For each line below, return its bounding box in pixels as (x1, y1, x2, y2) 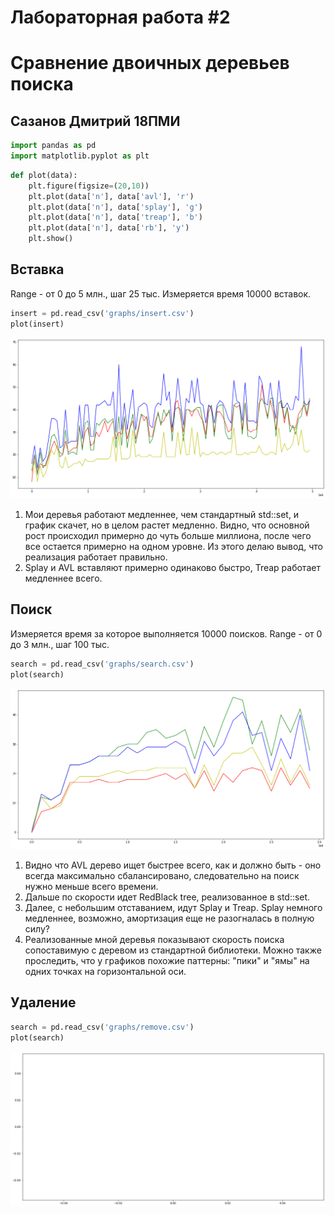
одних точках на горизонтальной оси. (24, 966, 187, 977)
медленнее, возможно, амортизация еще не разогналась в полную (24, 912, 315, 924)
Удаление (10, 994, 77, 1011)
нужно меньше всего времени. (24, 881, 159, 892)
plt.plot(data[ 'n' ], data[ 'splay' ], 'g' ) (28, 202, 203, 212)
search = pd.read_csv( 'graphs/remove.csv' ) (10, 1022, 195, 1032)
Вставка (10, 261, 65, 278)
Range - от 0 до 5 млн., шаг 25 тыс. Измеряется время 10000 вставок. (10, 287, 312, 300)
